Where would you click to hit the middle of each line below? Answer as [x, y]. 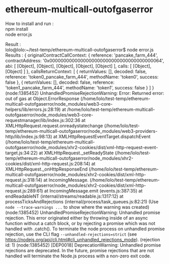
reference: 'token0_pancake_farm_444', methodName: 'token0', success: [82, 77]
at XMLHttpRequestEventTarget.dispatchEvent [102, 136]
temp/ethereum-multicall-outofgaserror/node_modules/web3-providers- [81, 131]
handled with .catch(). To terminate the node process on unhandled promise [85, 229]
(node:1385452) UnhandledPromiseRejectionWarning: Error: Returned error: [85, 93]
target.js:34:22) [22, 153]
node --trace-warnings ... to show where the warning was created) [77, 207]
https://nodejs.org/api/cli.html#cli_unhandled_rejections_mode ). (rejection [83, 239]
